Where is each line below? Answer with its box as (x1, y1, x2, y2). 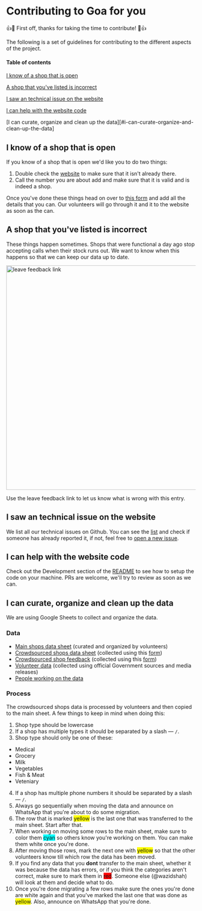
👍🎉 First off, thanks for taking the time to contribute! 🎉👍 (6, 24, 147, 31)
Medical (14, 746, 35, 753)
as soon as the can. (6, 207, 55, 214)
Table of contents (6, 58, 51, 66)
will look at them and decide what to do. (14, 879, 114, 886)
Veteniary (14, 778, 39, 785)
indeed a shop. (14, 182, 52, 190)
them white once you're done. (14, 840, 90, 847)
